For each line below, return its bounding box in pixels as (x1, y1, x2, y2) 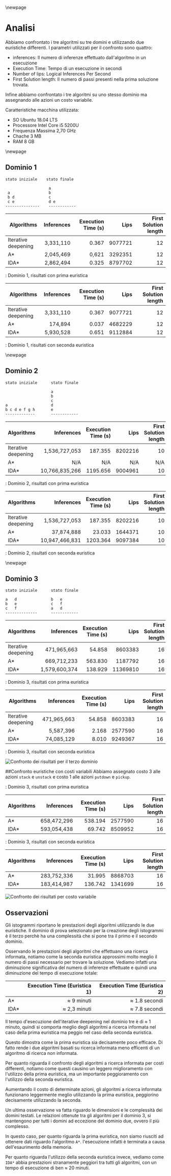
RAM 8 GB (12, 138, 35, 145)
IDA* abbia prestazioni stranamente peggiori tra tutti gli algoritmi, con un (5, 1160, 157, 1166)
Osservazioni (5, 908, 49, 917)
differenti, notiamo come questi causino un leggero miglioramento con (5, 1066, 153, 1072)
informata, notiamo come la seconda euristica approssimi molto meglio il (5, 954, 158, 960)
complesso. (5, 1123, 30, 1129)
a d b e (5, 597, 63, 602)
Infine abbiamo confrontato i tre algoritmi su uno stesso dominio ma (5, 91, 148, 98)
